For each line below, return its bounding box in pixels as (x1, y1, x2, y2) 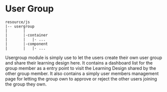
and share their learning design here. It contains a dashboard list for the (5, 59, 153, 65)
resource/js (5, 19, 30, 24)
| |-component (5, 41, 48, 46)
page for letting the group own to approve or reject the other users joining (5, 75, 157, 81)
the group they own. (5, 81, 47, 87)
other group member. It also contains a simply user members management (5, 70, 159, 76)
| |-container (5, 32, 48, 37)
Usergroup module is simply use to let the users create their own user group (5, 54, 162, 60)
